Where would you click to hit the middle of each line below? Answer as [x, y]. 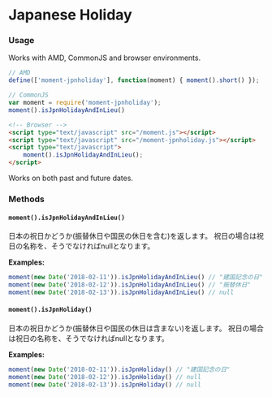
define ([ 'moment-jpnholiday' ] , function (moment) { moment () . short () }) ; [134, 80]
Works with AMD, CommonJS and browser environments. [105, 58]
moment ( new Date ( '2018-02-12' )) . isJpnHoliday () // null [105, 377]
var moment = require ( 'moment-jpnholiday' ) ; [85, 103]
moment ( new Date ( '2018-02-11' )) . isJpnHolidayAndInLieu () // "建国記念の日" [136, 278]
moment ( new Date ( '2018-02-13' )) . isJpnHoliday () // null [105, 384]
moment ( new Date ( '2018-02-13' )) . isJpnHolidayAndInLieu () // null [121, 292]
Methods [26, 199]
